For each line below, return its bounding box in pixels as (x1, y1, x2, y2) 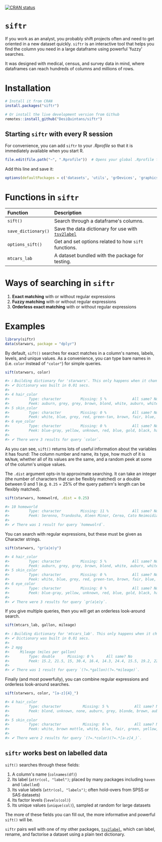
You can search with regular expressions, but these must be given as (5, 531, 142, 537)
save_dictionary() (7, 228, 50, 234)
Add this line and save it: (5, 166, 54, 172)
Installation (5, 83, 51, 94)
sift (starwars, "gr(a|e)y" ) (5, 545, 62, 550)
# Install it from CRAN (5, 98, 53, 104)
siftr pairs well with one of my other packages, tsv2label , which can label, (5, 826, 156, 832)
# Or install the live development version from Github (5, 112, 120, 117)
